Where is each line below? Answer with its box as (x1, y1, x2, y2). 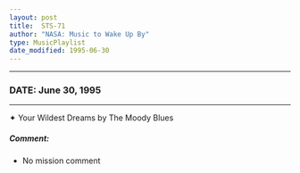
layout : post (9, 12, 58, 22)
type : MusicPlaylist (9, 37, 87, 47)
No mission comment (21, 155, 101, 166)
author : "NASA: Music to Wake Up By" (9, 29, 150, 38)
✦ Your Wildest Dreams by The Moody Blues (9, 112, 174, 123)
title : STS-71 (9, 21, 66, 30)
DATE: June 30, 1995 (9, 84, 102, 96)
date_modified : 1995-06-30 (9, 46, 110, 55)
